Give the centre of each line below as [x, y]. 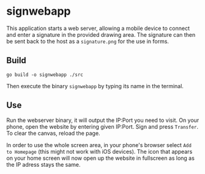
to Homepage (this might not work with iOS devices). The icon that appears [99, 151]
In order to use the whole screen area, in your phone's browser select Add [99, 145]
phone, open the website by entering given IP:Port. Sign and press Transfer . [102, 126]
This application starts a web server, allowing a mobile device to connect [98, 28]
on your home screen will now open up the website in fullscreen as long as [100, 158]
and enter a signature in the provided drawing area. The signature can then [101, 34]
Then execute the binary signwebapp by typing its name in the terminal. [95, 86]
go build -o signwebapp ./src [45, 75]
